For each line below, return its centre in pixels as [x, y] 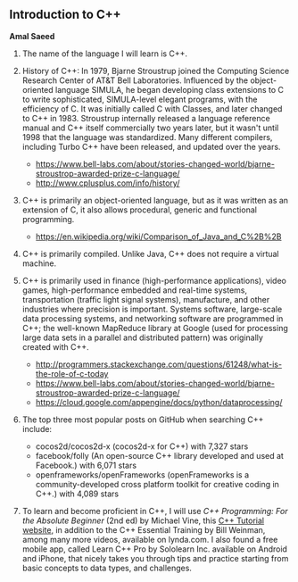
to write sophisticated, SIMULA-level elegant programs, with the [140, 99]
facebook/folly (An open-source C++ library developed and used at [159, 455]
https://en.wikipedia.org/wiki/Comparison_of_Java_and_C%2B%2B [158, 237]
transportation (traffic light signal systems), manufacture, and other [146, 299]
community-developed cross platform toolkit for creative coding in [157, 484]
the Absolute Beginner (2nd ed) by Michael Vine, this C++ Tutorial [143, 520]
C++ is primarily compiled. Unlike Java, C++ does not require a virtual [150, 254]
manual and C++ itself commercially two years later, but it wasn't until [150, 128]
